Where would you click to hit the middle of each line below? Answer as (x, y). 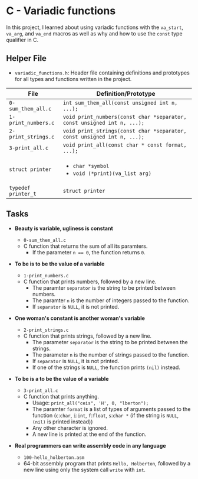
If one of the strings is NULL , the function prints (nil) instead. (106, 367)
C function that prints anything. (61, 396)
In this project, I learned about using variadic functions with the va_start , (95, 27)
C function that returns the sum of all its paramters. (85, 246)
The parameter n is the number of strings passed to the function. (111, 355)
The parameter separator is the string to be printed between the (110, 342)
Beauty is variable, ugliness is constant (64, 228)
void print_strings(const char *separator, (125, 131)
